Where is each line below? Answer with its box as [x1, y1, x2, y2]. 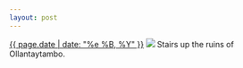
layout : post [9, 13, 58, 22]
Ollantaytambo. [9, 48, 65, 59]
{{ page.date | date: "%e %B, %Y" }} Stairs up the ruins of [9, 38, 234, 49]
